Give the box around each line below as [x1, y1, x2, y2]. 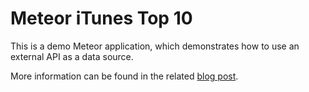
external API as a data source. [10, 50, 134, 62]
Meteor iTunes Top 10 [10, 7, 193, 30]
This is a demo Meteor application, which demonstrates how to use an [10, 40, 300, 52]
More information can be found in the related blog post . [10, 70, 239, 82]
